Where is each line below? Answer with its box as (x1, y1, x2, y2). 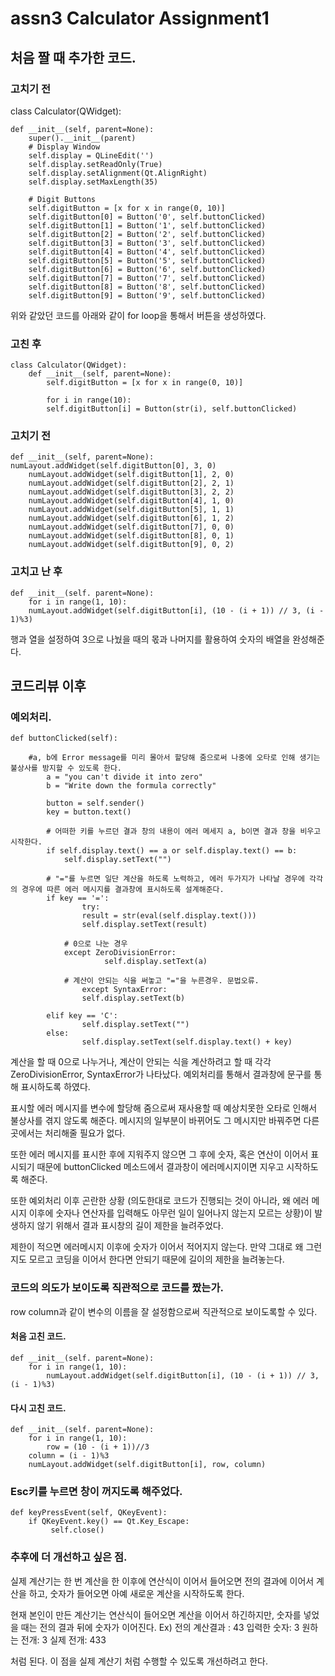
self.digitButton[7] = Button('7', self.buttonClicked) (28, 273, 267, 283)
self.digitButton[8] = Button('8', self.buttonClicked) (28, 282, 267, 292)
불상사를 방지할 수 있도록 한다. (10, 763, 123, 774)
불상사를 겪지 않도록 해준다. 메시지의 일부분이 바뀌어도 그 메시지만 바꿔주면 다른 (10, 1115, 320, 1127)
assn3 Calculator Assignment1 (10, 7, 270, 30)
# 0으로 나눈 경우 (63, 939, 128, 949)
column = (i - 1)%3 (28, 1451, 110, 1461)
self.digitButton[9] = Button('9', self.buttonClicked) (28, 290, 267, 301)
